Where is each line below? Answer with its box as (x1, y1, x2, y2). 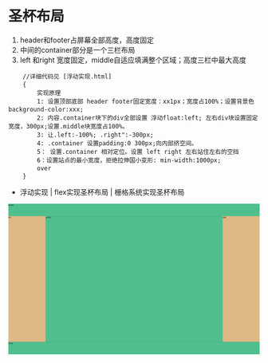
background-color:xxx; (8, 105, 84, 113)
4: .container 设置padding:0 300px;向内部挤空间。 (37, 139, 198, 148)
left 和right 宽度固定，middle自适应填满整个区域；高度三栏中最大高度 (19, 55, 247, 65)
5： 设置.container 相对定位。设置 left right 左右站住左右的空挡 (37, 148, 239, 156)
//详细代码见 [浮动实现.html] (22, 73, 112, 81)
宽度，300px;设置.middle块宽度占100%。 (8, 122, 129, 130)
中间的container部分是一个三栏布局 (19, 45, 136, 54)
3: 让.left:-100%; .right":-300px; (37, 131, 154, 139)
